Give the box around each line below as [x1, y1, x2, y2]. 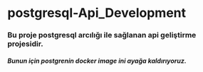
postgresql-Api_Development [7, 5, 187, 21]
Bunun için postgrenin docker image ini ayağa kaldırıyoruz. [7, 56, 187, 65]
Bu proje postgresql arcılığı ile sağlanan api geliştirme [7, 30, 197, 40]
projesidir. [7, 39, 44, 49]
